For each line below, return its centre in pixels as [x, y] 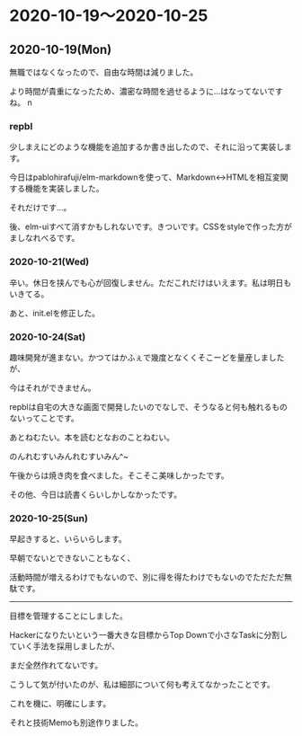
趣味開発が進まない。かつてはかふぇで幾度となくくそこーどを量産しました [147, 357]
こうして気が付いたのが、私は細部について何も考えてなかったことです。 [142, 685]
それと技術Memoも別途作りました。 [76, 723]
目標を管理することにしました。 [68, 616]
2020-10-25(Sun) [49, 518]
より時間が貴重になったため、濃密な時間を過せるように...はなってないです [146, 91]
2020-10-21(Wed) [49, 262]
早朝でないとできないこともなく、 [72, 558]
